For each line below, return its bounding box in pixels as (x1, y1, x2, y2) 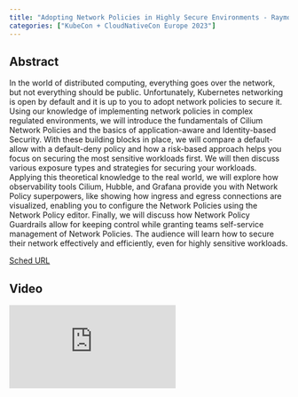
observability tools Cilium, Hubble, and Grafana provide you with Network (9, 181, 278, 192)
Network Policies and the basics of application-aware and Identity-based (9, 125, 277, 136)
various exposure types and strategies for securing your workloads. (9, 163, 257, 173)
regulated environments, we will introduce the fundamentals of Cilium (9, 115, 263, 126)
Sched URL (9, 255, 51, 266)
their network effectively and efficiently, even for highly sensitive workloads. (9, 238, 288, 249)
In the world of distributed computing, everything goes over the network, (9, 77, 276, 89)
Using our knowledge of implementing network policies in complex (9, 106, 254, 116)
